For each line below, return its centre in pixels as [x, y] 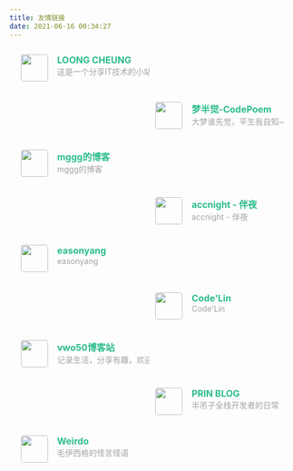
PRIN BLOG [216, 393]
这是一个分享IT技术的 [97, 71]
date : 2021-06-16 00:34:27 [60, 26]
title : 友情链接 [37, 18]
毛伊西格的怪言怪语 [93, 452]
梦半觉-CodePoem [232, 109]
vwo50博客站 [86, 348]
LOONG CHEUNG [94, 60]
